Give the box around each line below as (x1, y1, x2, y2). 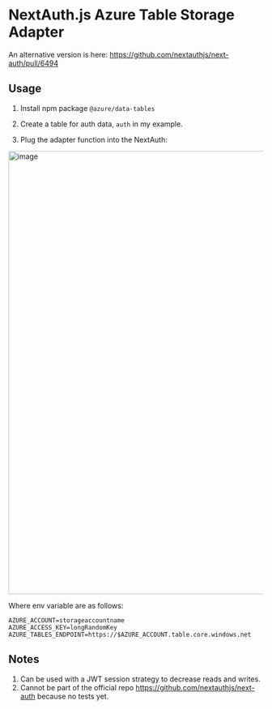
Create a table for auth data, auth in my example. (19, 119, 184, 129)
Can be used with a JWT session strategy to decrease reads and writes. (19, 674, 261, 684)
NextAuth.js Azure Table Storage (8, 6, 235, 24)
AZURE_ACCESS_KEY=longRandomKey (8, 623, 117, 631)
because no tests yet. (36, 691, 109, 701)
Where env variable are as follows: (8, 600, 124, 610)
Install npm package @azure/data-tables (19, 103, 155, 113)
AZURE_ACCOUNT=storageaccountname (8, 616, 125, 625)
